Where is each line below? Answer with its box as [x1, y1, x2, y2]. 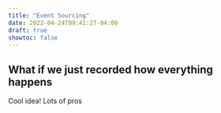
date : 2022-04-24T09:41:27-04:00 [8, 19, 118, 27]
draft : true [8, 26, 47, 34]
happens [8, 75, 53, 89]
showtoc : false [8, 33, 58, 42]
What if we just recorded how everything [8, 62, 213, 76]
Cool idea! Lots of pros [8, 96, 83, 106]
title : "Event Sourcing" [8, 11, 90, 20]
